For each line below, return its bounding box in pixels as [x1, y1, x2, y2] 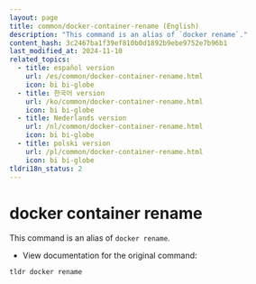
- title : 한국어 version [17, 88, 105, 97]
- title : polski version [17, 139, 111, 148]
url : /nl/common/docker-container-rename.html [25, 123, 204, 132]
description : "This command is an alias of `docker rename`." [9, 30, 248, 39]
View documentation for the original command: [22, 250, 197, 261]
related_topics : [9, 55, 70, 64]
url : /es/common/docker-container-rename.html [25, 72, 204, 81]
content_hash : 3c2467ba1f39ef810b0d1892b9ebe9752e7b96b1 [9, 38, 228, 48]
